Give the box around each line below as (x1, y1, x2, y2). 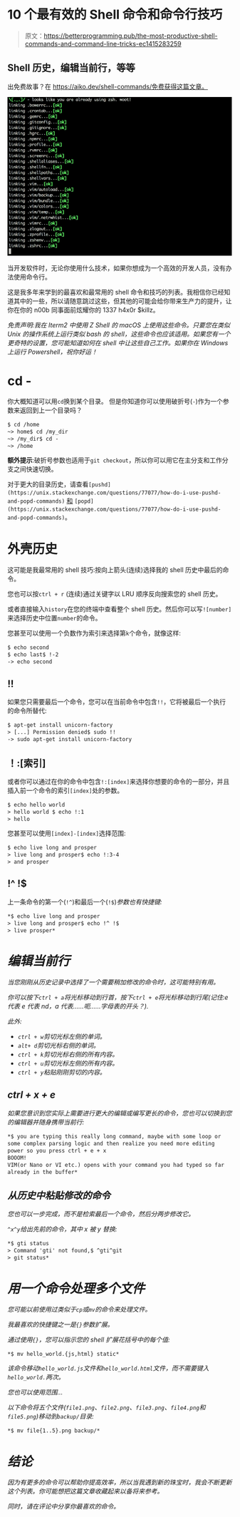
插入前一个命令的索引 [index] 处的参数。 (7, 786, 124, 795)
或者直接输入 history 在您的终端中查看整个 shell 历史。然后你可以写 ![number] (7, 605, 232, 613)
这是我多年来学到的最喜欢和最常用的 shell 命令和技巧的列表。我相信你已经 (7, 287, 224, 296)
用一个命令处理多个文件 (7, 1280, 145, 1297)
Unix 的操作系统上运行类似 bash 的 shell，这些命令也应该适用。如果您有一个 (7, 330, 231, 338)
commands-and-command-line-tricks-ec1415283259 (24, 39, 182, 48)
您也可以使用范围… (7, 1388, 63, 1396)
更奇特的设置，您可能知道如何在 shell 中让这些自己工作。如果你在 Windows (7, 338, 229, 347)
